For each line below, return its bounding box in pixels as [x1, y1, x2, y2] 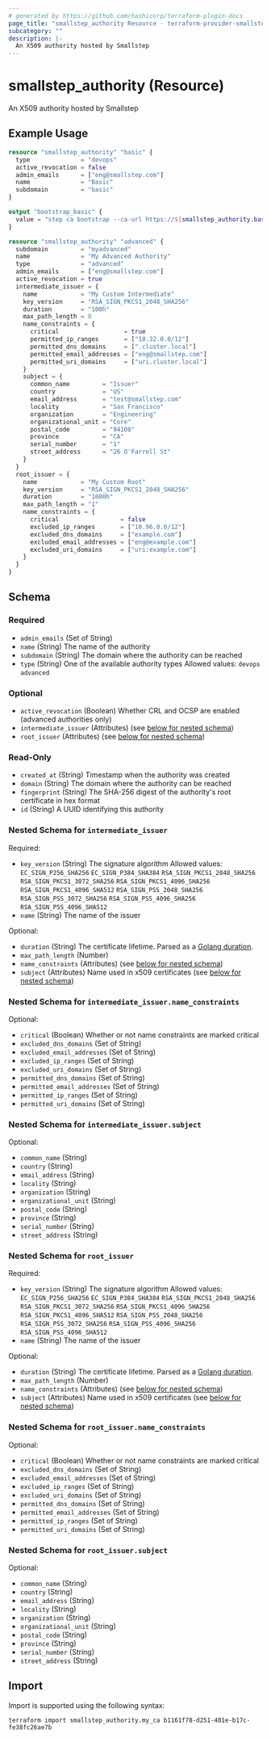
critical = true [29, 328, 147, 336]
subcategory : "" [8, 27, 63, 35]
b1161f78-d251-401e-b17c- [163, 1716, 251, 1724]
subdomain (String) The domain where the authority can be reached [19, 650, 243, 659]
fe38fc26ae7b [8, 1723, 52, 1732]
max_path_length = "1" [23, 500, 99, 509]
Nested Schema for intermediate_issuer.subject [8, 1118, 202, 1130]
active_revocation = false [15, 163, 106, 171]
